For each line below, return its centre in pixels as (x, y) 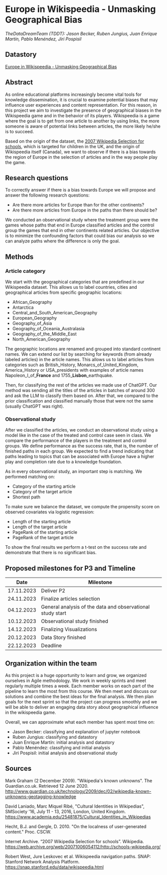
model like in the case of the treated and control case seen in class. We (78, 436)
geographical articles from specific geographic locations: (64, 292)
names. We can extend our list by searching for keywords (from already (79, 354)
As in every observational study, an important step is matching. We (74, 471)
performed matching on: (30, 477)
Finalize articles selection (71, 599)
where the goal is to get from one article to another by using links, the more (82, 121)
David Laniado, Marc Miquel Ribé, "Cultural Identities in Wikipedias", (75, 806)
